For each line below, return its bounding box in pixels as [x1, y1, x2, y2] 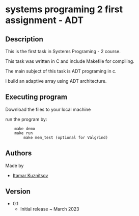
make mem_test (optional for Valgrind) [23, 135, 108, 140]
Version [5, 187, 31, 196]
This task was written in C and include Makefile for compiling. [5, 58, 135, 64]
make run [14, 130, 33, 136]
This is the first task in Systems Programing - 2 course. [5, 49, 121, 54]
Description [5, 35, 43, 43]
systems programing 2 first [5, 4, 123, 15]
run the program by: [5, 116, 47, 122]
